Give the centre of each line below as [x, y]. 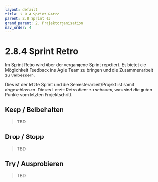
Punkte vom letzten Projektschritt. [39, 95]
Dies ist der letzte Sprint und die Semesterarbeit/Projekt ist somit [70, 85]
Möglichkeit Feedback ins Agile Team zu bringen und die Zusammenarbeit [79, 70]
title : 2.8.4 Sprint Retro [32, 14]
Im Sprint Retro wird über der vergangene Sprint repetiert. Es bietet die [76, 65]
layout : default [21, 9]
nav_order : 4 [18, 28]
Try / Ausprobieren [34, 164]
